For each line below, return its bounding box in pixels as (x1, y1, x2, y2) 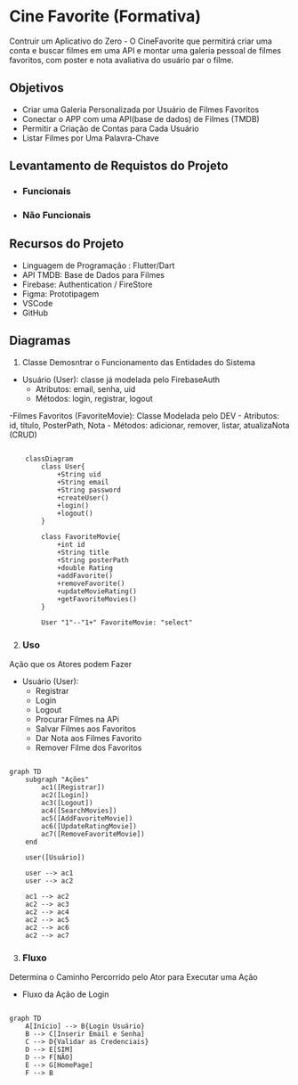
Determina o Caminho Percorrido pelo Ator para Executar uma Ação (9, 972, 258, 983)
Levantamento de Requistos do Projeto (9, 159, 229, 174)
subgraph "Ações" (25, 775, 90, 784)
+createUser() (56, 493, 109, 502)
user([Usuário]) (25, 852, 86, 861)
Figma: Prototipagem (21, 288, 100, 299)
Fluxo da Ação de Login (21, 989, 109, 999)
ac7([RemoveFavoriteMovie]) (41, 829, 145, 838)
